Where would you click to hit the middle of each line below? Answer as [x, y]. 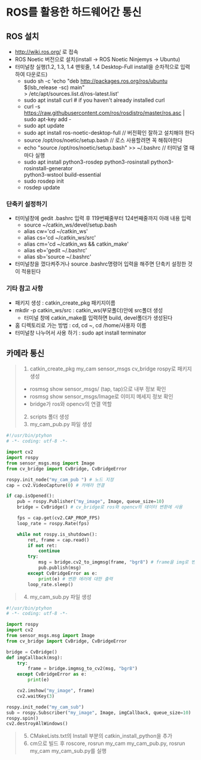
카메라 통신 [25, 353]
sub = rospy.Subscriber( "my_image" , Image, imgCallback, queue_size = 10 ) [99, 713]
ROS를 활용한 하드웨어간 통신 [74, 12]
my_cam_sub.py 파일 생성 [60, 596]
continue [49, 551]
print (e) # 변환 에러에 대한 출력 [75, 579]
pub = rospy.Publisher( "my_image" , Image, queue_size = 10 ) [91, 502]
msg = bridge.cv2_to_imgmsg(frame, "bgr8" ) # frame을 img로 [113, 562]
